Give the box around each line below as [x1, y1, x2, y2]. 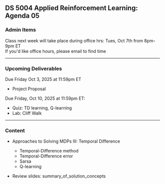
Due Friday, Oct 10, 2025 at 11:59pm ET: [5, 95, 85, 101]
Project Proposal [12, 86, 46, 92]
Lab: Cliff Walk [12, 110, 42, 116]
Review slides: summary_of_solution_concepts [12, 173, 106, 179]
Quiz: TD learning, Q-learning [12, 105, 72, 110]
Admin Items [5, 27, 36, 34]
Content [5, 127, 26, 134]
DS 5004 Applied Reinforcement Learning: [5, 4, 138, 12]
